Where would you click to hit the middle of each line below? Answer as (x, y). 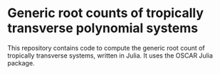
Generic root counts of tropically (106, 13)
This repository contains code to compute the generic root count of (106, 48)
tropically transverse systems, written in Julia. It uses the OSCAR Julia (110, 55)
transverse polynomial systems (103, 28)
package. (21, 63)
